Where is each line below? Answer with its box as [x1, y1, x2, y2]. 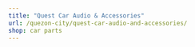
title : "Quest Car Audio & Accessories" [8, 11, 145, 20]
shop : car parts [8, 26, 62, 34]
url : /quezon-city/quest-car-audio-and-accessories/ [8, 19, 188, 27]
